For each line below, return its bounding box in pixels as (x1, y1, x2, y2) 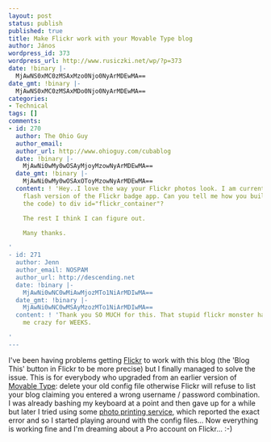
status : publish (8, 19, 63, 27)
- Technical (8, 102, 48, 110)
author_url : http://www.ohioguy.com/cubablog (15, 147, 172, 155)
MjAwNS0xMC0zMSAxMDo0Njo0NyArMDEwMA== (15, 86, 147, 95)
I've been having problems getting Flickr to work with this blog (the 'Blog (8, 355, 250, 364)
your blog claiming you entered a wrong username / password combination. (8, 389, 261, 399)
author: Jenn (15, 259, 60, 267)
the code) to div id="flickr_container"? (23, 200, 164, 208)
